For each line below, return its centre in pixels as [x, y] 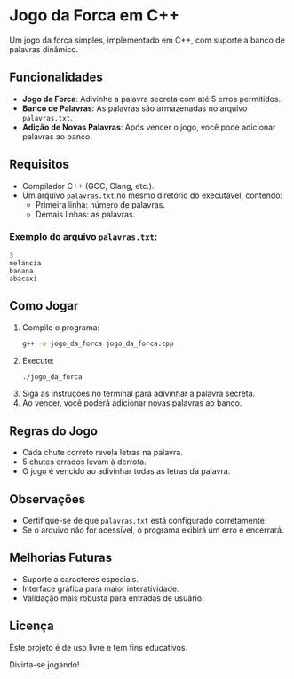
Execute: [38, 360]
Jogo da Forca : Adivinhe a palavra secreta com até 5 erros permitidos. [151, 99]
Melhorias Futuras [61, 558]
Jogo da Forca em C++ [95, 16]
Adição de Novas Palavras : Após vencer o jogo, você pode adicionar [149, 127]
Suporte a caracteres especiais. [80, 579]
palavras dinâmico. [44, 49]
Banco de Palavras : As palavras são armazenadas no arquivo [135, 108]
